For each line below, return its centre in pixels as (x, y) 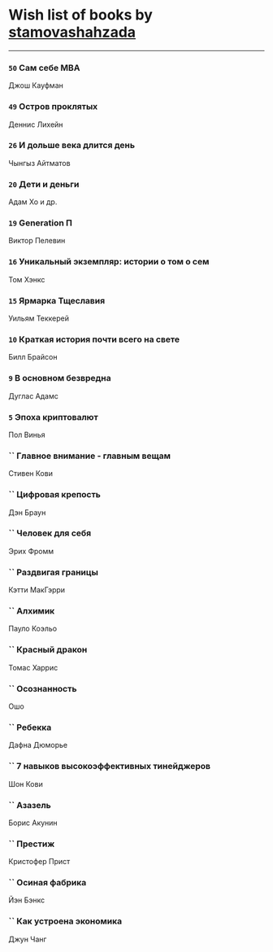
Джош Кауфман (36, 85)
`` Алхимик (32, 611)
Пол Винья (27, 435)
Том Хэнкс (27, 279)
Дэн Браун (27, 512)
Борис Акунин (33, 823)
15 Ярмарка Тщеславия (57, 300)
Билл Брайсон (33, 357)
